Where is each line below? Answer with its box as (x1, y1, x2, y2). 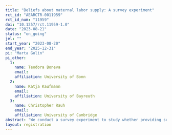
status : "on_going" (5, 31, 47, 36)
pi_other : (5, 55, 27, 61)
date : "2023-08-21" (5, 27, 47, 32)
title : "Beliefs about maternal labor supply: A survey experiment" (5, 7, 155, 13)
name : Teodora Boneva (14, 65, 60, 70)
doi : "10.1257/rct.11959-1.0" (5, 22, 70, 27)
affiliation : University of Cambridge (14, 112, 97, 118)
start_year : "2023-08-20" (5, 41, 60, 46)
